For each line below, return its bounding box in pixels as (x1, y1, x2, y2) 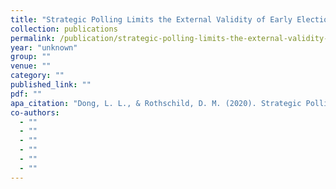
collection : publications (10, 24, 118, 34)
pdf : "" (10, 89, 43, 99)
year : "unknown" (10, 42, 78, 53)
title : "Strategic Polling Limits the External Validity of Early (10, 14, 293, 25)
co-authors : (10, 107, 60, 118)
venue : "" (10, 61, 52, 71)
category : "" (10, 71, 65, 81)
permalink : (10, 33, 56, 43)
